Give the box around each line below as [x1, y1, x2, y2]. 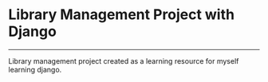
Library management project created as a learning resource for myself [8, 56, 239, 65]
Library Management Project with [8, 6, 235, 24]
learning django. [8, 64, 62, 74]
